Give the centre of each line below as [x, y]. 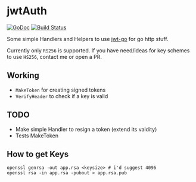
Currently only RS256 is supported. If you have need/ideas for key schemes [98, 50]
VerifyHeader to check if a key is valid [62, 96]
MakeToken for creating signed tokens [60, 90]
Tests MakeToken [37, 136]
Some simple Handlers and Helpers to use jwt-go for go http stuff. [88, 39]
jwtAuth [27, 11]
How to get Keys [38, 154]
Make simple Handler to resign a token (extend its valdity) [86, 129]
